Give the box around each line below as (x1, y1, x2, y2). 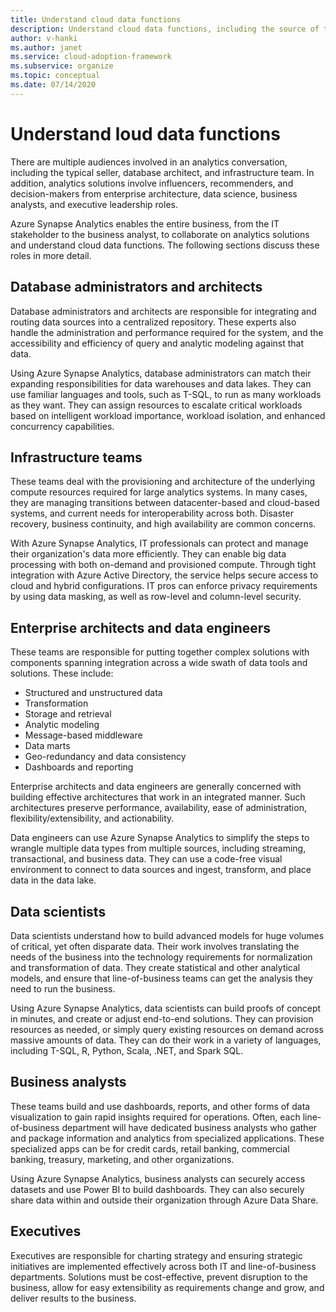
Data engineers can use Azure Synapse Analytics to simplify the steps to (10, 832, 310, 844)
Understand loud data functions (10, 122, 281, 145)
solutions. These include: (10, 667, 114, 680)
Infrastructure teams (10, 449, 143, 466)
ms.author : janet (10, 42, 83, 53)
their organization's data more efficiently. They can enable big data (10, 548, 287, 560)
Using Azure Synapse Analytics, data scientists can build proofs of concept (10, 1002, 322, 1014)
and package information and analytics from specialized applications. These (10, 1132, 325, 1144)
